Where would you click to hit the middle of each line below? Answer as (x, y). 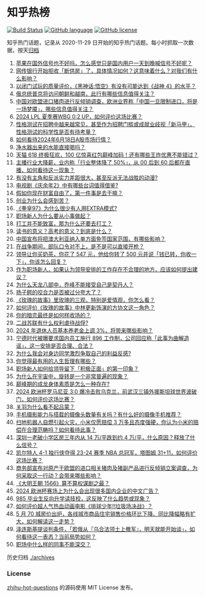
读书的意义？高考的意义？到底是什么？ (64, 231)
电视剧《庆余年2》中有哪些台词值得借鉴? (67, 185)
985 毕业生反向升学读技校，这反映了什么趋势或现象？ (83, 498)
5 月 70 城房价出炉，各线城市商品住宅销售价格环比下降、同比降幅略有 (103, 513)
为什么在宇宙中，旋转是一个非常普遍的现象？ (72, 376)
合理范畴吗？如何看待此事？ (61, 430)
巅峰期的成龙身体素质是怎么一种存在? (63, 384)
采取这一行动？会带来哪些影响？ (61, 475)
